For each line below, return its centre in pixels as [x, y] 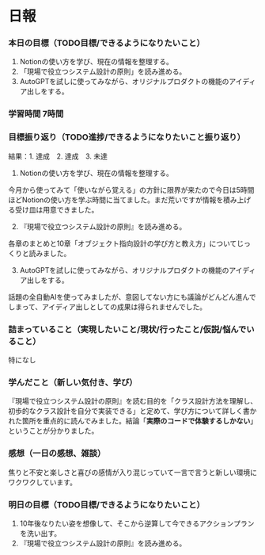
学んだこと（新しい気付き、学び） [73, 382]
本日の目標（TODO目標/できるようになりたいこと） [106, 43]
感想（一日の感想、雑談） [57, 454]
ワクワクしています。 [43, 482]
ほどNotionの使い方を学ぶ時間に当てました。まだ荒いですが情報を [116, 200]
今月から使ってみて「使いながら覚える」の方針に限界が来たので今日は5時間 [131, 189]
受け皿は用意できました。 [57, 209]
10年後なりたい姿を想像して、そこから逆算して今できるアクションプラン [137, 523]
